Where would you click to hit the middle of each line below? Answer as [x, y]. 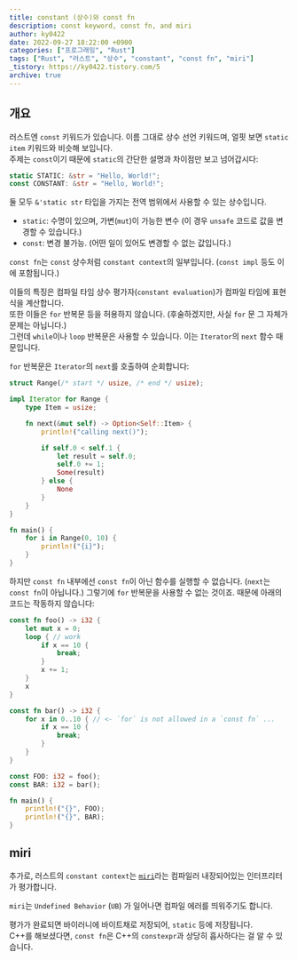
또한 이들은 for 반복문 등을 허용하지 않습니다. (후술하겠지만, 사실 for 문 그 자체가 [148, 314]
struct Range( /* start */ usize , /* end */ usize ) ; [106, 383]
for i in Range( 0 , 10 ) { [71, 539]
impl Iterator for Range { [59, 400]
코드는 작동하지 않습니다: [52, 603]
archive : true [35, 76]
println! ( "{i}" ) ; [73, 547]
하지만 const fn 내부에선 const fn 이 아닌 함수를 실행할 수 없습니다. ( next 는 [140, 581]
